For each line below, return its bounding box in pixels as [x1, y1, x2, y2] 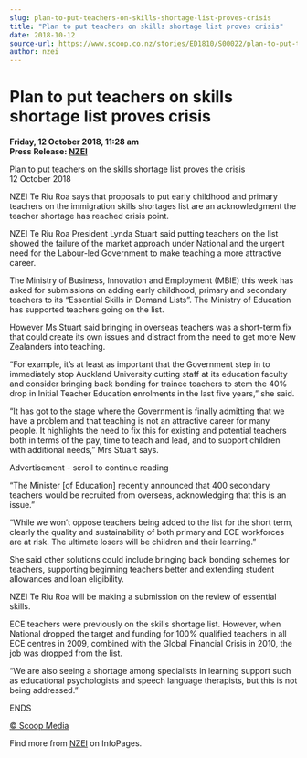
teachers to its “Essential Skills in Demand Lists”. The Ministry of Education [9, 294, 291, 306]
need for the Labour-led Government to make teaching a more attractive [9, 247, 281, 258]
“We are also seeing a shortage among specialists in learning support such [9, 666, 291, 677]
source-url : [9, 38, 55, 48]
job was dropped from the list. [9, 647, 123, 658]
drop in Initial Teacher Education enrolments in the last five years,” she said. [9, 388, 295, 399]
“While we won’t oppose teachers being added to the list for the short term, [9, 517, 294, 528]
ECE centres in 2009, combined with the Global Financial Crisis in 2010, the [9, 638, 292, 649]
